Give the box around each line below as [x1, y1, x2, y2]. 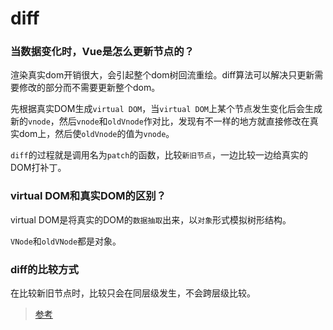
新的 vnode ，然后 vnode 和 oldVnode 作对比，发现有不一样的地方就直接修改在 [10, 115, 310, 127]
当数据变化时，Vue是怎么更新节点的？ [10, 45, 195, 59]
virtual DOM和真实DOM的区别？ [10, 189, 167, 203]
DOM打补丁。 [10, 162, 67, 174]
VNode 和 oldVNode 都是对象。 [10, 235, 122, 247]
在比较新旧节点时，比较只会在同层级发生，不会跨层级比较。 [10, 287, 256, 299]
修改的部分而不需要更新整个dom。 [18, 82, 161, 94]
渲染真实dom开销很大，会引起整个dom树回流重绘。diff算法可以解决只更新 [10, 69, 315, 81]
